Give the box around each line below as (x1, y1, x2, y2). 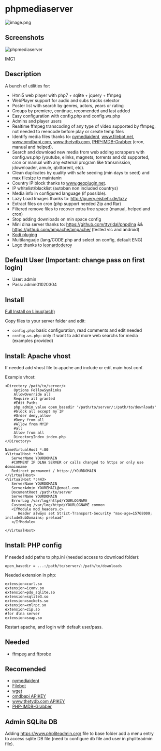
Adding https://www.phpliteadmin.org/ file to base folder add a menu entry (5, 731, 154, 736)
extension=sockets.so (5, 598, 49, 603)
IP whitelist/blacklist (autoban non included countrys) (12, 185, 118, 191)
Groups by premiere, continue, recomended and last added (12, 108, 131, 114)
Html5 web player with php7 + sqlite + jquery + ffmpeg (12, 92, 122, 98)
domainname (5, 464, 27, 469)
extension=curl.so (5, 581, 42, 586)
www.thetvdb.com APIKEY (12, 699, 65, 704)
